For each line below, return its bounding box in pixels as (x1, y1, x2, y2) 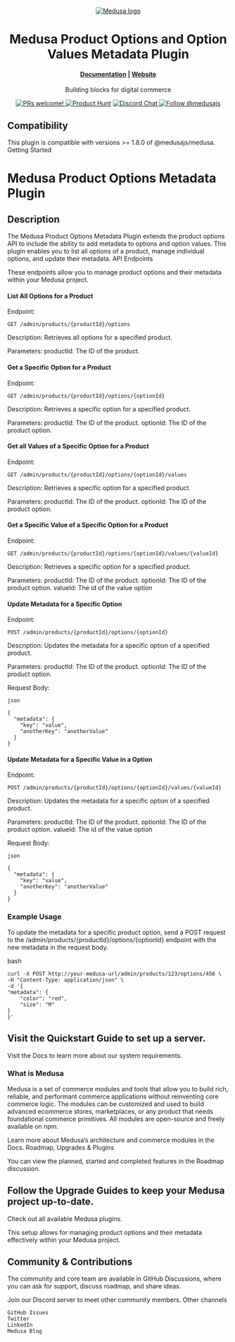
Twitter (7, 1315, 30, 1323)
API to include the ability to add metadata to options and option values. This (7, 239, 227, 248)
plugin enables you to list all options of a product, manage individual (7, 247, 205, 256)
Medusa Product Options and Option (9, 32, 227, 47)
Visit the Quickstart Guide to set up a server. (7, 1032, 206, 1045)
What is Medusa (7, 1069, 65, 1079)
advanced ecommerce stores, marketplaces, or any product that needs (7, 1107, 213, 1115)
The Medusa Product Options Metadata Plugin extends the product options (7, 232, 225, 241)
